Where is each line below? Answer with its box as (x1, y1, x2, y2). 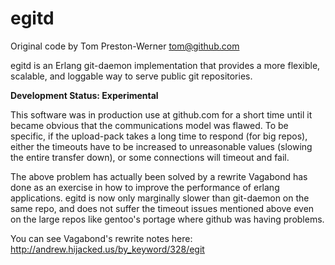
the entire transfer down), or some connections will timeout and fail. (10, 151, 290, 163)
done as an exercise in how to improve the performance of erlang (10, 181, 280, 193)
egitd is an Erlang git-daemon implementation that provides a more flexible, (10, 59, 321, 71)
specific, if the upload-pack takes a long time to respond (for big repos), (10, 130, 308, 142)
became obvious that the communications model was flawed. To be (10, 119, 289, 131)
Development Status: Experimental (10, 89, 159, 101)
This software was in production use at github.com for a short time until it (10, 108, 313, 121)
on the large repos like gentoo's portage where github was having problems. (10, 213, 325, 225)
